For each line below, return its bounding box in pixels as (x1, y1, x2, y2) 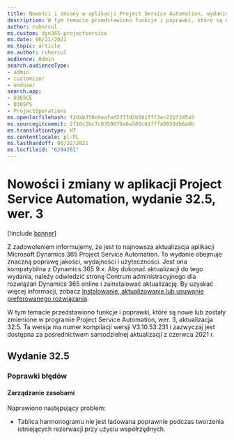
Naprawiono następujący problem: (7, 404, 107, 412)
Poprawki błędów (7, 371, 68, 381)
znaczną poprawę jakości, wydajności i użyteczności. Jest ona (7, 257, 187, 266)
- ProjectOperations (7, 107, 68, 114)
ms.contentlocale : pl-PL (7, 133, 79, 140)
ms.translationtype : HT (7, 127, 77, 134)
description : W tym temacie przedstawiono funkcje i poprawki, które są (7, 17, 223, 24)
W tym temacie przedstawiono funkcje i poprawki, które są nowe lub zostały (7, 308, 226, 316)
